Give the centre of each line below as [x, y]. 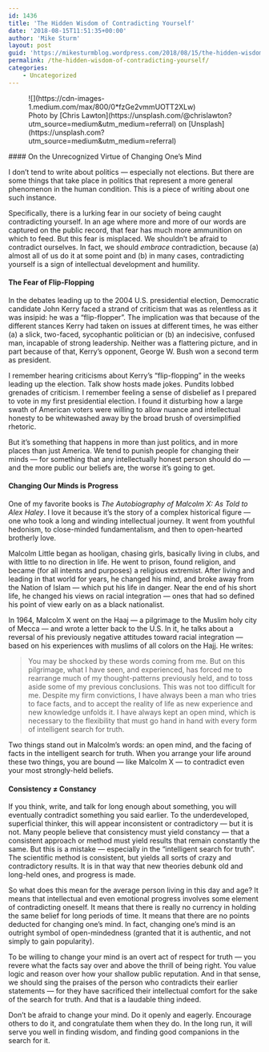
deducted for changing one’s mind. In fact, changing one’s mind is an [122, 925]
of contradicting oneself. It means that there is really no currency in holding [132, 908]
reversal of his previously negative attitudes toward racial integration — [126, 637]
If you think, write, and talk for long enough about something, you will [122, 807]
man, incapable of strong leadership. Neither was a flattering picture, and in [133, 342]
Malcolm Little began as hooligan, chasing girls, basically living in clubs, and [134, 553]
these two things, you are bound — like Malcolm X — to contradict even [126, 762]
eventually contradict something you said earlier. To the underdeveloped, [129, 815]
